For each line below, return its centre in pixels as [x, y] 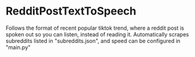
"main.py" [18, 47]
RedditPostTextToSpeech [71, 11]
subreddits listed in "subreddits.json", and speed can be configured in [93, 41]
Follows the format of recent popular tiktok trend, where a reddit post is [95, 28]
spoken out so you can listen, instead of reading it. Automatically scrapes [97, 34]
